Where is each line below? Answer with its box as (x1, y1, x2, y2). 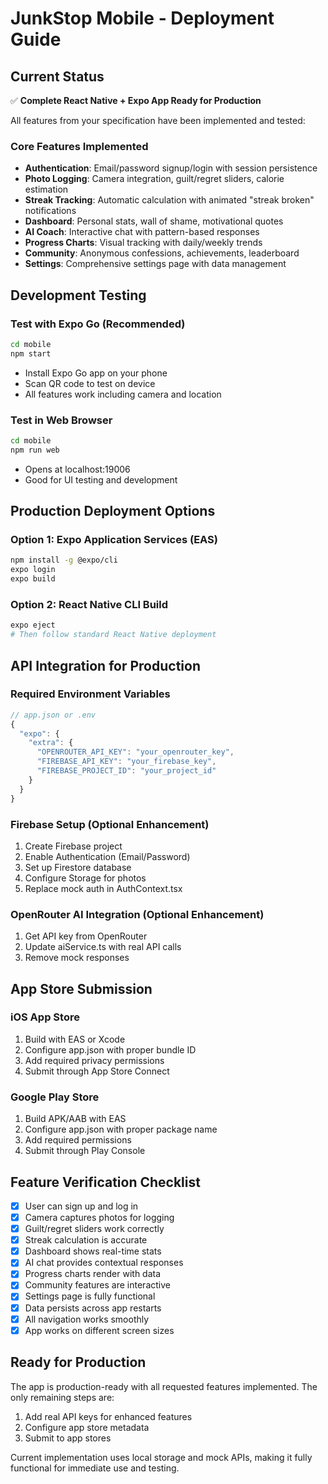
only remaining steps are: (10, 1391, 115, 1403)
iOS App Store (10, 1010, 80, 1024)
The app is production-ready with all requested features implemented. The (10, 1380, 318, 1392)
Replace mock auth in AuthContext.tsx (24, 882, 183, 894)
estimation (24, 183, 69, 196)
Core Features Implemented (10, 139, 149, 153)
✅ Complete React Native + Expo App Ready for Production (10, 95, 262, 106)
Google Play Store (10, 1090, 100, 1104)
